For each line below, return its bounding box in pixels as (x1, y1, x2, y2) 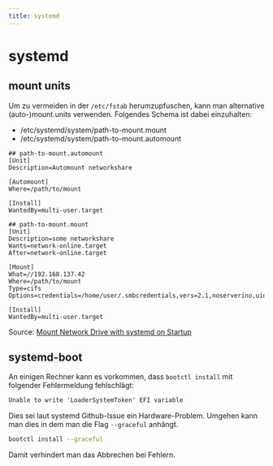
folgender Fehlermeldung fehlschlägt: (8, 381, 134, 390)
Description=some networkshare (8, 235, 115, 243)
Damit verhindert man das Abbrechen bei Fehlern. (8, 450, 176, 460)
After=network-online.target (8, 248, 107, 257)
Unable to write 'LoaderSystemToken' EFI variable (8, 396, 184, 404)
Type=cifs (8, 284, 42, 292)
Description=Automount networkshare (8, 163, 132, 171)
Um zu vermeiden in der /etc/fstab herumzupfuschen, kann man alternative (8, 101, 265, 110)
